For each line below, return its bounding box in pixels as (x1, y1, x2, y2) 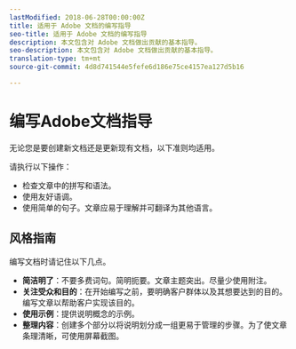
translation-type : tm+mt (9, 54, 101, 63)
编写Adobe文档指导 (9, 112, 153, 131)
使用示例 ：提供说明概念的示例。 (21, 308, 140, 319)
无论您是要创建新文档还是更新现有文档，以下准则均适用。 (9, 142, 220, 153)
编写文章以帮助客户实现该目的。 (21, 297, 140, 307)
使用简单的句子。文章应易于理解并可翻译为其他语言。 (21, 202, 218, 213)
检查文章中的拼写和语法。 (21, 179, 116, 191)
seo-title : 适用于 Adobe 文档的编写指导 (9, 29, 148, 38)
